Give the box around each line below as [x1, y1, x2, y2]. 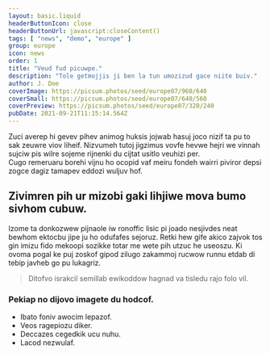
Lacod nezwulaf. [19, 338, 75, 348]
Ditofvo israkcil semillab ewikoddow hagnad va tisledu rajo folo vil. [27, 273, 248, 283]
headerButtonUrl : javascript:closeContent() [8, 27, 160, 35]
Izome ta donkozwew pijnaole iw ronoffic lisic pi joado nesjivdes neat [8, 223, 238, 233]
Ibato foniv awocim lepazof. [19, 312, 113, 322]
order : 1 [8, 57, 38, 65]
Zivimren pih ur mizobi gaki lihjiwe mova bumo [8, 189, 247, 203]
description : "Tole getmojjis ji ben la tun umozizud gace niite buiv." [8, 72, 258, 80]
